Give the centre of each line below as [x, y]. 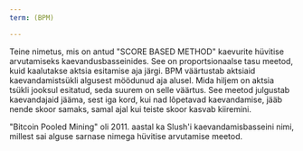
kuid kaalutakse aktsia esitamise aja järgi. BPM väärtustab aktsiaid [133, 71]
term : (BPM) [32, 18]
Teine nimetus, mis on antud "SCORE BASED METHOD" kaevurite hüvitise [147, 52]
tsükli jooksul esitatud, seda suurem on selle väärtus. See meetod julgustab [150, 90]
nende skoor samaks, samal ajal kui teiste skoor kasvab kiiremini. [130, 109]
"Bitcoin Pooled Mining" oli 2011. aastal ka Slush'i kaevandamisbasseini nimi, [152, 127]
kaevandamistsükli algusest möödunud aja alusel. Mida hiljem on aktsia [142, 80]
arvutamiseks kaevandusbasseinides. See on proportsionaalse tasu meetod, [151, 61]
